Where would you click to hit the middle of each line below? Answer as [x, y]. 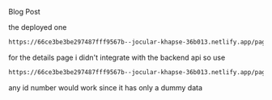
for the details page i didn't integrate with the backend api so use [117, 57]
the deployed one [38, 27]
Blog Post [24, 12]
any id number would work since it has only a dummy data [106, 87]
